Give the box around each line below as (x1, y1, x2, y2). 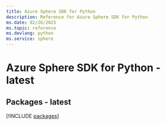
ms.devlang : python (6, 31, 54, 36)
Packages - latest (6, 97, 72, 107)
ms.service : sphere (6, 36, 54, 42)
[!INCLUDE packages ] (6, 113, 59, 119)
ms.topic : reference (6, 25, 57, 31)
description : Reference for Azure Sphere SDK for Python (6, 14, 148, 20)
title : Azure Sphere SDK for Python (6, 8, 96, 15)
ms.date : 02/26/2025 (6, 19, 57, 25)
